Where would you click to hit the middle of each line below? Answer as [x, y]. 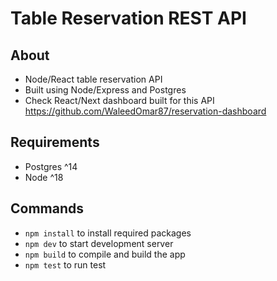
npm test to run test [65, 264]
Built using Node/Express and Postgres [105, 90]
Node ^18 [44, 177]
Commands [47, 208]
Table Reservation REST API [128, 18]
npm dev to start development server [99, 243]
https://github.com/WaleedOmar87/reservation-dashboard [145, 111]
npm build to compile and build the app [105, 254]
